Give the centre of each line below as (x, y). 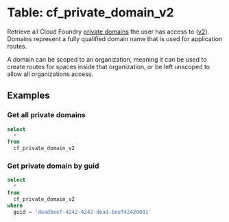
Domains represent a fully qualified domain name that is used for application (115, 38)
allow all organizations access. (50, 74)
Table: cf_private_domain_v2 (91, 13)
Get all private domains (46, 115)
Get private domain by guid (53, 166)
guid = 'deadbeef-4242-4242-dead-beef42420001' (83, 212)
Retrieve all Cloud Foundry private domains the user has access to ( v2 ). (108, 32)
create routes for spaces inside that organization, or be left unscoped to (109, 66)
